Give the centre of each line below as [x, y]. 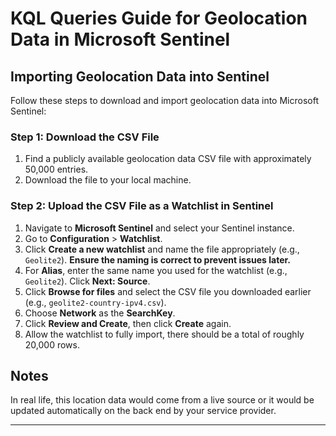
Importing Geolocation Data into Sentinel [140, 76]
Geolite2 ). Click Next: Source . [87, 281]
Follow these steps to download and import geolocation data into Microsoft [164, 100]
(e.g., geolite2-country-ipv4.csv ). [95, 302]
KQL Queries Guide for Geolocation [159, 18]
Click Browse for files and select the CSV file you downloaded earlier [168, 291]
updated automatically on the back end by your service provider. [143, 411]
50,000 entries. [56, 169]
